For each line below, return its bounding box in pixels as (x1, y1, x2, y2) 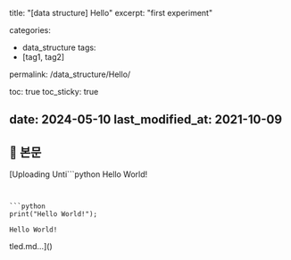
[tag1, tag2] (21, 52, 65, 62)
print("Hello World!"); (9, 210, 98, 219)
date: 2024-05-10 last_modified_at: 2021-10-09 (9, 112, 283, 128)
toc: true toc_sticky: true (9, 87, 99, 96)
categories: (9, 25, 51, 35)
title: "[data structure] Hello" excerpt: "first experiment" (9, 8, 212, 18)
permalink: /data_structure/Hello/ (9, 69, 131, 80)
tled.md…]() (9, 241, 53, 252)
